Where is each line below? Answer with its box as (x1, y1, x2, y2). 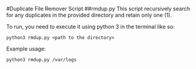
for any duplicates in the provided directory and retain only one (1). (6, 11, 172, 19)
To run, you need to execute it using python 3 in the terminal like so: (6, 23, 175, 30)
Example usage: (6, 45, 46, 52)
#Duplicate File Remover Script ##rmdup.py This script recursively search (6, 5, 191, 12)
